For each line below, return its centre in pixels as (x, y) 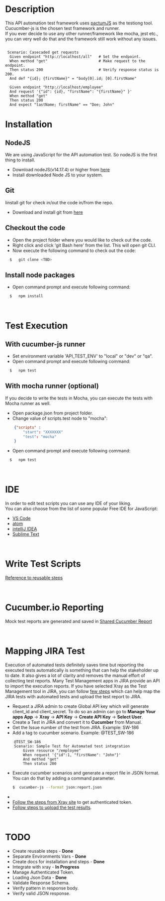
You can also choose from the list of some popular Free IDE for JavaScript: (82, 509)
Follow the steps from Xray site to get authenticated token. (72, 802)
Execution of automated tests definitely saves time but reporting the (75, 665)
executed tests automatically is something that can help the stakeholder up (82, 670)
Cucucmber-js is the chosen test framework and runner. (63, 28)
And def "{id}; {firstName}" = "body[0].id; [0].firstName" (73, 78)
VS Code (21, 518)
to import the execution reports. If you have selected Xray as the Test (76, 686)
